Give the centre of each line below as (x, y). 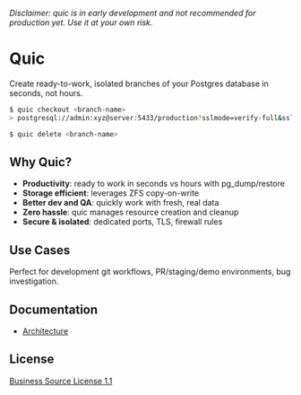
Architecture (45, 331)
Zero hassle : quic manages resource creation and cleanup (130, 212)
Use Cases (40, 250)
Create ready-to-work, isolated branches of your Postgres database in (139, 83)
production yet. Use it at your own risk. (81, 22)
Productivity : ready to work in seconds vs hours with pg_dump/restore (153, 184)
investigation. (34, 281)
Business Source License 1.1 (61, 381)
